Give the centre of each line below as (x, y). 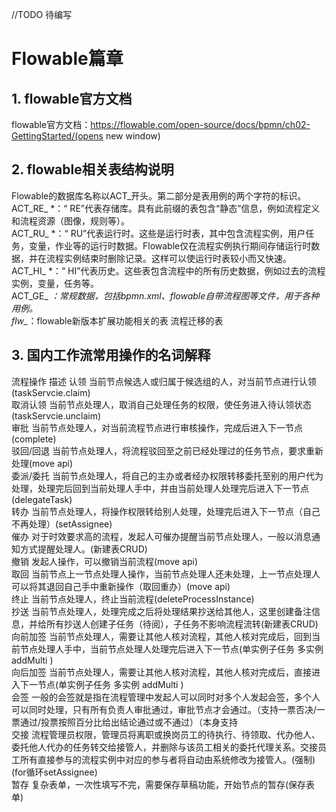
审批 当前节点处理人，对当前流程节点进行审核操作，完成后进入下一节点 (157, 427)
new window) (133, 136)
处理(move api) (42, 463)
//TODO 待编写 (42, 14)
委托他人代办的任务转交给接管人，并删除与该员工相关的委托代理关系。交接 (164, 747)
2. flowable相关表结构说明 (92, 169)
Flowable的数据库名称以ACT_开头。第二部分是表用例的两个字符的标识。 (159, 195)
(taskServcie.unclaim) (56, 415)
